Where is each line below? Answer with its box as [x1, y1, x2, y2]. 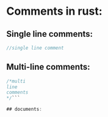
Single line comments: [6, 29, 93, 39]
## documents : [6, 106, 43, 113]
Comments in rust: [6, 4, 103, 18]
